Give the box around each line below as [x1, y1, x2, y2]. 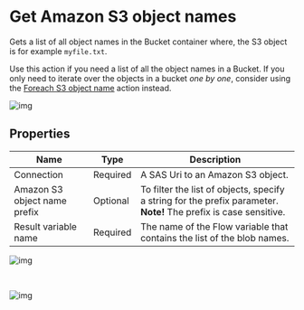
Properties [9, 127, 71, 142]
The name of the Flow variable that [139, 220, 289, 232]
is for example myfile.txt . [9, 45, 108, 56]
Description [189, 153, 242, 165]
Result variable [14, 220, 77, 232]
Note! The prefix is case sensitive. [139, 205, 286, 218]
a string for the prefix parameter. [139, 194, 279, 207]
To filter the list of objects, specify [139, 183, 285, 195]
